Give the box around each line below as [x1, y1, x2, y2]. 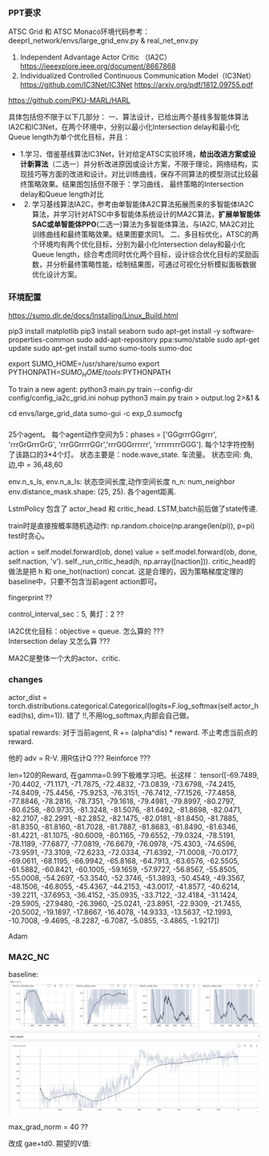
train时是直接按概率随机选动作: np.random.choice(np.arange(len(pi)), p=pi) [8, 521, 255, 531]
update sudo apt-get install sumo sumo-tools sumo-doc [8, 343, 193, 352]
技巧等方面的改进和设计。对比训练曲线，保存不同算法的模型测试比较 [26, 169, 252, 179]
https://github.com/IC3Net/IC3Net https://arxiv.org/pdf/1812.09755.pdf [19, 80, 254, 90]
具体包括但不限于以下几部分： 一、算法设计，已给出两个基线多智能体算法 [8, 112, 249, 122]
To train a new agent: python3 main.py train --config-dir [8, 385, 194, 394]
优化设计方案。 [31, 270, 82, 279]
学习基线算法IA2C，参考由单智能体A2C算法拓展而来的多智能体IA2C [31, 199, 255, 210]
